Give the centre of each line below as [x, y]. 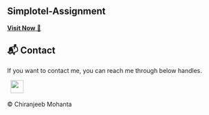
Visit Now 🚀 [24, 28]
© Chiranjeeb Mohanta [40, 104]
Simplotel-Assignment [56, 11]
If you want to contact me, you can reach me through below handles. [105, 70]
